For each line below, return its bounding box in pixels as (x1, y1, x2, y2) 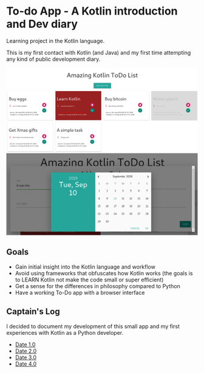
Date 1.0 (15, 341, 36, 348)
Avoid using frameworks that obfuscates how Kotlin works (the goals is (15, 269, 193, 277)
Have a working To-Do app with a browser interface (15, 289, 145, 296)
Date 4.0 (15, 360, 37, 368)
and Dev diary (6, 17, 78, 31)
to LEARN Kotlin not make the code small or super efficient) (15, 276, 164, 283)
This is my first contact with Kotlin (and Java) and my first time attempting (6, 49, 191, 56)
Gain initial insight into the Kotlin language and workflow (15, 263, 156, 271)
